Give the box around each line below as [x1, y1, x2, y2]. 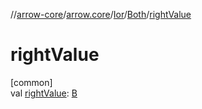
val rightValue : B [10, 87, 78, 99]
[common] [10, 76, 53, 88]
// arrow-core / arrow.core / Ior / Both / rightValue [10, 9, 192, 20]
